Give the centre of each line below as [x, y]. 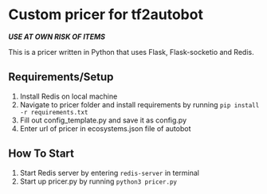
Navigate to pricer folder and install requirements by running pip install [139, 104]
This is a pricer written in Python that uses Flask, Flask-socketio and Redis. [131, 52]
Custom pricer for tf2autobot [106, 15]
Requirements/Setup [61, 77]
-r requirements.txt [54, 112]
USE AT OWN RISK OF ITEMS [57, 37]
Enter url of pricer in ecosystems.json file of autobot [105, 128]
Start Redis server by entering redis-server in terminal [110, 173]
